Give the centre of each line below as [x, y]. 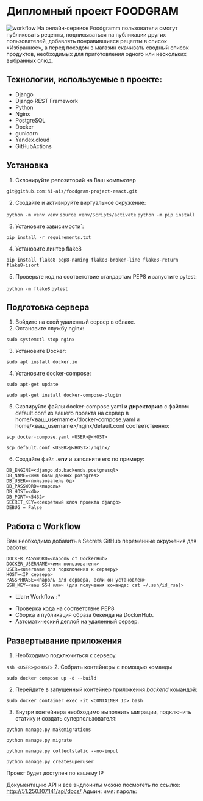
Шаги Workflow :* [38, 597]
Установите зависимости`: [49, 226]
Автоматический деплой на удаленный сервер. [77, 621]
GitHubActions [33, 146]
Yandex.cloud [32, 140]
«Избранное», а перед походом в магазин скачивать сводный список [98, 48]
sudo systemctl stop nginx [41, 340]
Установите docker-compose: [53, 374]
